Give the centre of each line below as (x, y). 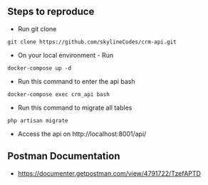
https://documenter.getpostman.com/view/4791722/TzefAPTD (109, 173)
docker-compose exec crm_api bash (59, 94)
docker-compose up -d (40, 68)
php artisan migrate (38, 120)
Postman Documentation (64, 156)
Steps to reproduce (51, 12)
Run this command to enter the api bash (76, 81)
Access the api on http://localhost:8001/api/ (82, 134)
